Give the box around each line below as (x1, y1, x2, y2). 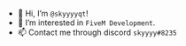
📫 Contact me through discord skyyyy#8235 (17, 27, 177, 37)
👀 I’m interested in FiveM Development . (17, 17, 156, 28)
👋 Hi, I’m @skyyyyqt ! (17, 9, 89, 18)
